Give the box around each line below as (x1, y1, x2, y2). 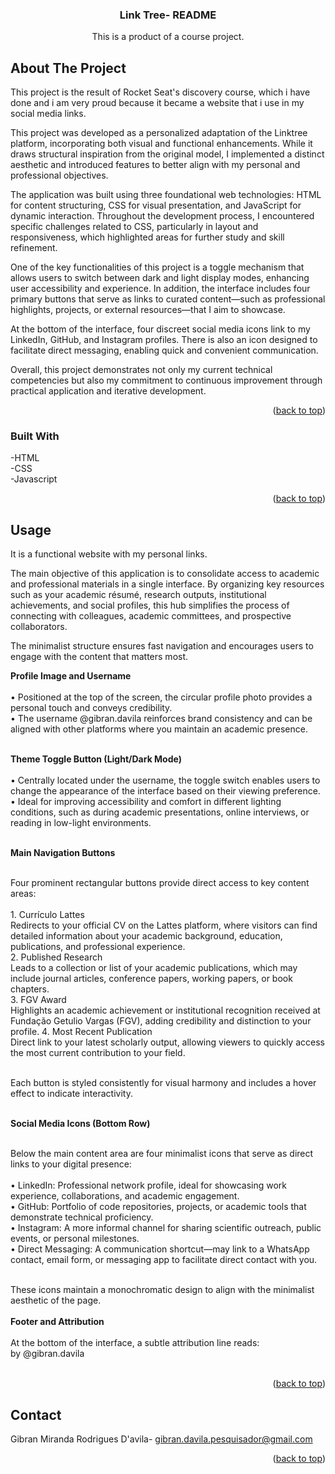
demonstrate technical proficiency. (10, 1211, 154, 1223)
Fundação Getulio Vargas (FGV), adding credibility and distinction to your (10, 1015, 312, 1027)
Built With (10, 429, 60, 443)
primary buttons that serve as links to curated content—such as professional (10, 293, 326, 305)
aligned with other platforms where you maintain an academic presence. (10, 723, 308, 735)
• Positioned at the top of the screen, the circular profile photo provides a (10, 691, 313, 703)
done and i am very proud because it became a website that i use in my (10, 97, 305, 109)
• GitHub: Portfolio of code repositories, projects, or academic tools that (10, 1201, 307, 1213)
